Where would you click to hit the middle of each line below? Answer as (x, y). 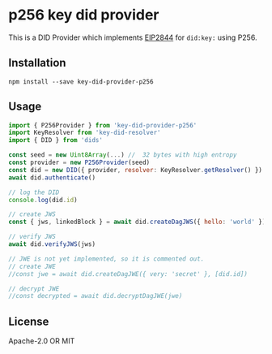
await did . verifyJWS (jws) (52, 244)
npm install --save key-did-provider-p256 (81, 82)
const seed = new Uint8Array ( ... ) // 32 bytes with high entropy (123, 155)
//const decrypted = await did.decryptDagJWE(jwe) (96, 296)
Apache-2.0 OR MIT (42, 341)
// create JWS (32, 214)
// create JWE (32, 266)
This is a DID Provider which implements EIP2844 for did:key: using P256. (133, 37)
